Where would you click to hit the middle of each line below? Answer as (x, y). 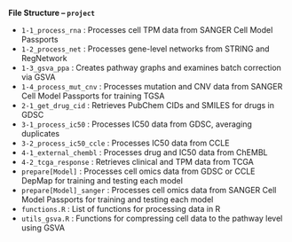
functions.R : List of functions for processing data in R (121, 209)
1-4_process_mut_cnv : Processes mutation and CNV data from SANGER (152, 86)
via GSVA (38, 77)
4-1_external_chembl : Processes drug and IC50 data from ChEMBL (144, 152)
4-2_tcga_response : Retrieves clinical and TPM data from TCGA (138, 162)
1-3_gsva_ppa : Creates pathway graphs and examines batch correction (151, 67)
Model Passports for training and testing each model (117, 199)
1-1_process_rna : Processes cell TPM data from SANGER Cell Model (147, 30)
